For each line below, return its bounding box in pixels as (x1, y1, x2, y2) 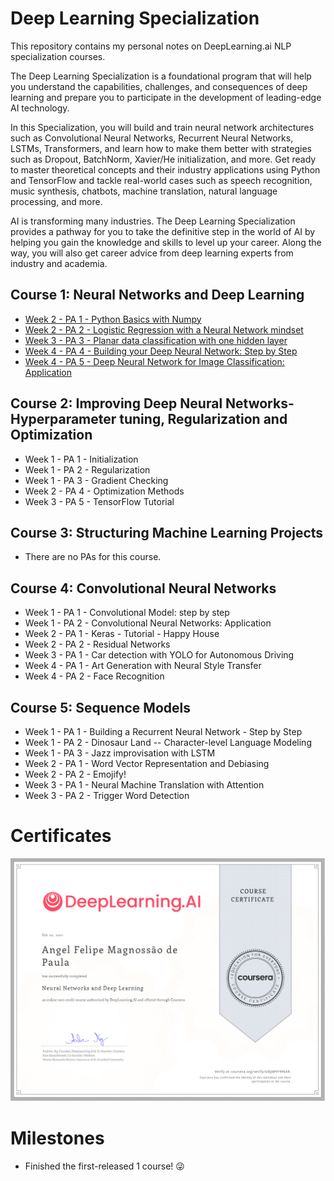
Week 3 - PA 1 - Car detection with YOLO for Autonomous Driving (24, 649, 295, 661)
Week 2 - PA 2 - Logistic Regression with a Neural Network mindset (24, 323, 304, 336)
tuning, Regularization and (119, 411, 288, 428)
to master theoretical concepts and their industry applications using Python (10, 163, 321, 176)
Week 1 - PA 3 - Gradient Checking (24, 474, 169, 486)
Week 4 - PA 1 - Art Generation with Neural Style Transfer (24, 660, 262, 672)
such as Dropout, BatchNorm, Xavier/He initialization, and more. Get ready (10, 153, 317, 165)
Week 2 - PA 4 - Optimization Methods (24, 485, 185, 497)
